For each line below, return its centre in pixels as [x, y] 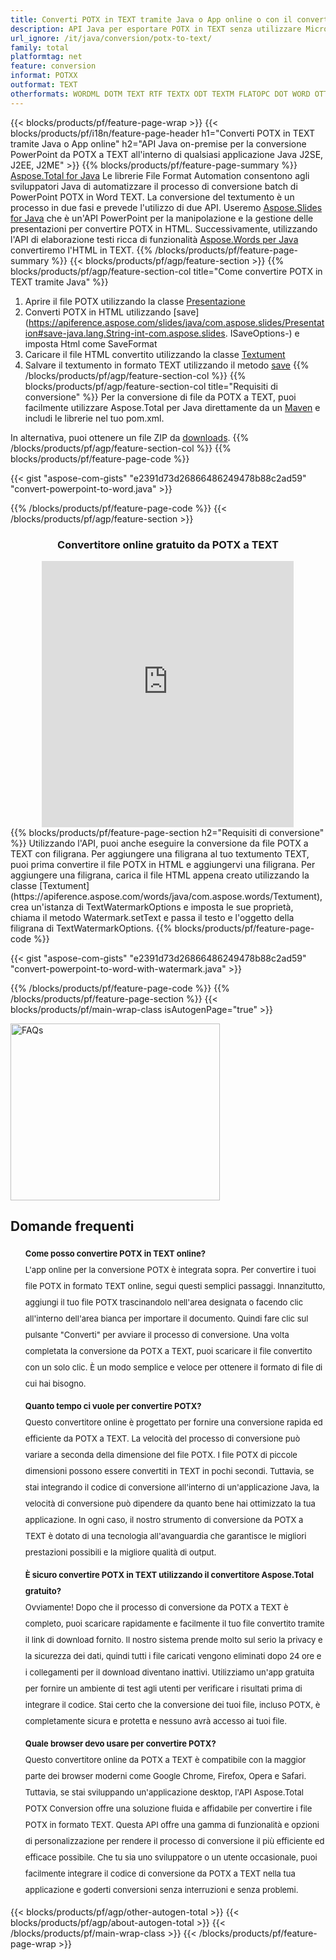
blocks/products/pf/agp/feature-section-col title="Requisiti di [151, 386]
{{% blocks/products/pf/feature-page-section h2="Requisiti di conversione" [167, 832]
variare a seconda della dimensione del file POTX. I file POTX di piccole [161, 1454]
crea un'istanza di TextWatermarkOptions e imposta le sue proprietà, [152, 907]
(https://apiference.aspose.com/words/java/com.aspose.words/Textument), [166, 896]
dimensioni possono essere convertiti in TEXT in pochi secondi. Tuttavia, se [169, 1470]
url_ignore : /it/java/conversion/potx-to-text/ [111, 38]
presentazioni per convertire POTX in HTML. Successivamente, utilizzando [164, 228]
